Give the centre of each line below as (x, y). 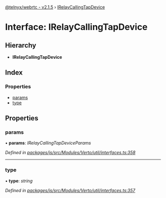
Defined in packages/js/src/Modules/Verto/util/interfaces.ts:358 (70, 153)
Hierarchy (21, 45)
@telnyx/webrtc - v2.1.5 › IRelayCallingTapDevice (55, 7)
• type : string (19, 181)
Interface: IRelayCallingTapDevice (76, 27)
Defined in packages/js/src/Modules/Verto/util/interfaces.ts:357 (70, 190)
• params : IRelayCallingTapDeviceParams (48, 143)
